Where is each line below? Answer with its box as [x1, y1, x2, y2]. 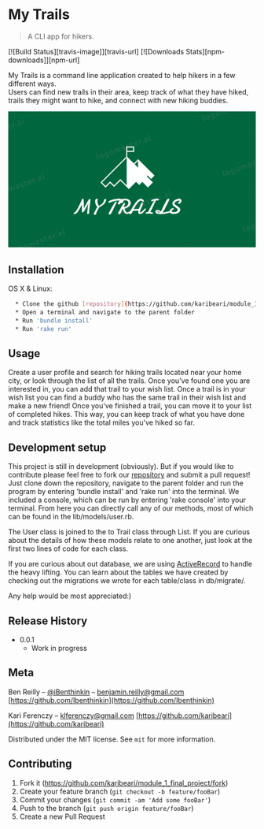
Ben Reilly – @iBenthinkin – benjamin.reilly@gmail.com [8, 687, 185, 697]
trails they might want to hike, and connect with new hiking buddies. [8, 95, 229, 105]
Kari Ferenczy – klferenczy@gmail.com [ [8, 711, 139, 720]
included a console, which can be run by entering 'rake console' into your [8, 495, 246, 505]
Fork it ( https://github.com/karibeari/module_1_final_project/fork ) [19, 778, 229, 787]
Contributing [8, 757, 72, 771]
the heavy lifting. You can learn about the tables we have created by [8, 567, 229, 577]
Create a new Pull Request [19, 812, 106, 821]
